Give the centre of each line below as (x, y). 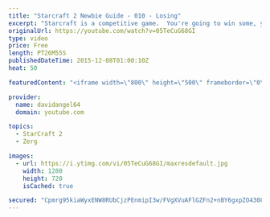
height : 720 (43, 178)
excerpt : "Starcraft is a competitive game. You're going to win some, (133, 23)
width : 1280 (43, 171)
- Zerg (27, 141)
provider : (25, 97)
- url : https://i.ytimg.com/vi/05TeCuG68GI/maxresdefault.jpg (122, 163)
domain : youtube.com (50, 112)
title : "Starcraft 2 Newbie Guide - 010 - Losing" (95, 16)
